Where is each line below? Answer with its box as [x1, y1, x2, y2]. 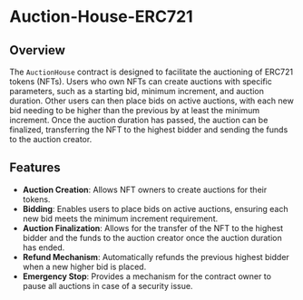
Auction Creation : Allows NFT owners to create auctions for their [22, 184, 268, 195]
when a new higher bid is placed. [22, 261, 147, 272]
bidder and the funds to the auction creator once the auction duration [22, 232, 283, 243]
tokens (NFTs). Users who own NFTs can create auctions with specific [9, 76, 272, 87]
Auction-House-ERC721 [9, 6, 193, 27]
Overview [9, 43, 66, 58]
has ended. [22, 242, 65, 253]
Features [9, 160, 61, 176]
